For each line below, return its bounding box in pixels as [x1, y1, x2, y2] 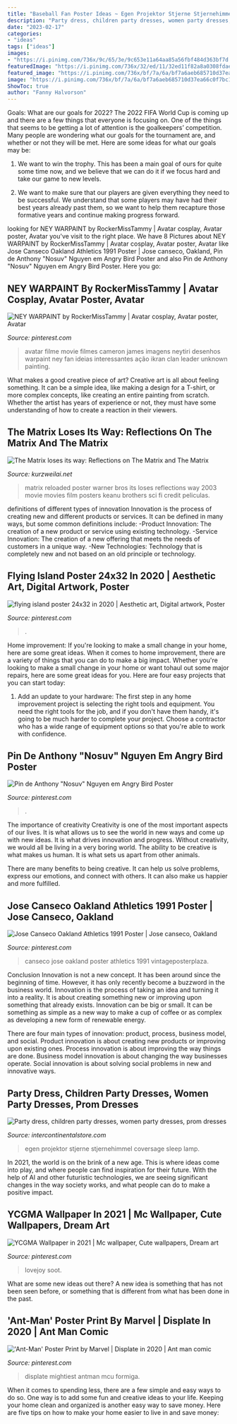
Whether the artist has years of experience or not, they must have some [7, 398, 217, 407]
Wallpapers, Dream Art [7, 1219, 110, 1232]
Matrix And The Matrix [7, 437, 109, 449]
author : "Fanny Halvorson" [7, 89, 87, 96]
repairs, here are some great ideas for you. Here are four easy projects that [7, 671, 226, 679]
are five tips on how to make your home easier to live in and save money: [7, 1408, 219, 1416]
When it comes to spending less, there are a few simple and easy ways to [7, 1385, 221, 1394]
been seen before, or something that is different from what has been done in [7, 1286, 229, 1296]
